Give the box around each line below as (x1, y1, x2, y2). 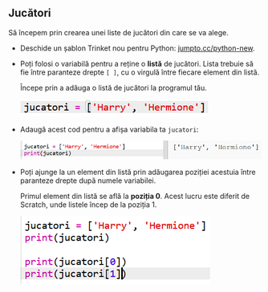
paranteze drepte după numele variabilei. (19, 176, 156, 185)
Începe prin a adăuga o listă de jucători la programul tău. (19, 83, 207, 92)
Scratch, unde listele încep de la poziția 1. (19, 200, 157, 209)
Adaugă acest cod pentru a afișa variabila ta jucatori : (19, 124, 199, 134)
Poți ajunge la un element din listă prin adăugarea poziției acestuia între (19, 168, 256, 177)
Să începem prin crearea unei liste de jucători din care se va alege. (8, 27, 229, 37)
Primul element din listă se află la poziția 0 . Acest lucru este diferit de (19, 192, 250, 201)
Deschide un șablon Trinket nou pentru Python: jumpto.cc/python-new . (19, 43, 255, 53)
